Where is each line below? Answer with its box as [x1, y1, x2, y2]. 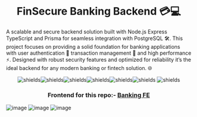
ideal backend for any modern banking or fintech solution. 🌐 [6, 64, 152, 71]
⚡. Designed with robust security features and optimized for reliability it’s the [6, 56, 192, 63]
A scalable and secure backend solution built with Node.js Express [6, 28, 168, 35]
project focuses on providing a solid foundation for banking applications [6, 43, 181, 50]
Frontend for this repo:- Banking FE [48, 91, 150, 99]
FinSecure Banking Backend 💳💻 [16, 5, 181, 18]
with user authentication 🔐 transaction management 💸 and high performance [6, 49, 192, 56]
